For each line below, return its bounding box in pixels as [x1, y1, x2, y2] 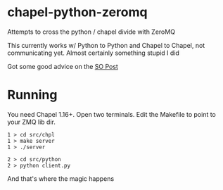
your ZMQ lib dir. [7, 118, 56, 126]
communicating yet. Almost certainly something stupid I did [7, 49, 179, 57]
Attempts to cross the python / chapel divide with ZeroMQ [7, 27, 176, 36]
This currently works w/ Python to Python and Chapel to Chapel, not [7, 41, 205, 49]
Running [7, 87, 58, 103]
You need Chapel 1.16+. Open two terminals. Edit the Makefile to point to [7, 110, 217, 118]
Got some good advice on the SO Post [7, 62, 118, 70]
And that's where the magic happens [7, 174, 115, 183]
